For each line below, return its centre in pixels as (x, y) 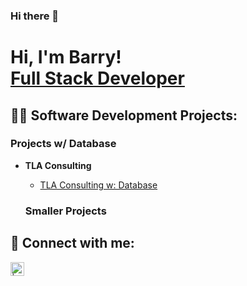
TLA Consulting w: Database (98, 185)
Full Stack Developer (97, 78)
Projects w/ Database (63, 144)
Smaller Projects (65, 211)
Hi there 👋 (35, 16)
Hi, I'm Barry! (66, 57)
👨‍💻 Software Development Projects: (124, 115)
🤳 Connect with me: (72, 243)
